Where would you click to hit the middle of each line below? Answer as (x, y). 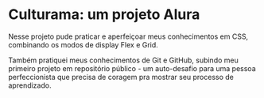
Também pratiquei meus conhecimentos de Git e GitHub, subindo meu (123, 60)
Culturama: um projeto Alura (104, 15)
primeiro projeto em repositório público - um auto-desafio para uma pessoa (132, 68)
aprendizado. (30, 85)
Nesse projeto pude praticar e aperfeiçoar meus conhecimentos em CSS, (128, 36)
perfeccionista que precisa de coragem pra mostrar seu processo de (121, 77)
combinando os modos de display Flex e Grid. (83, 44)
